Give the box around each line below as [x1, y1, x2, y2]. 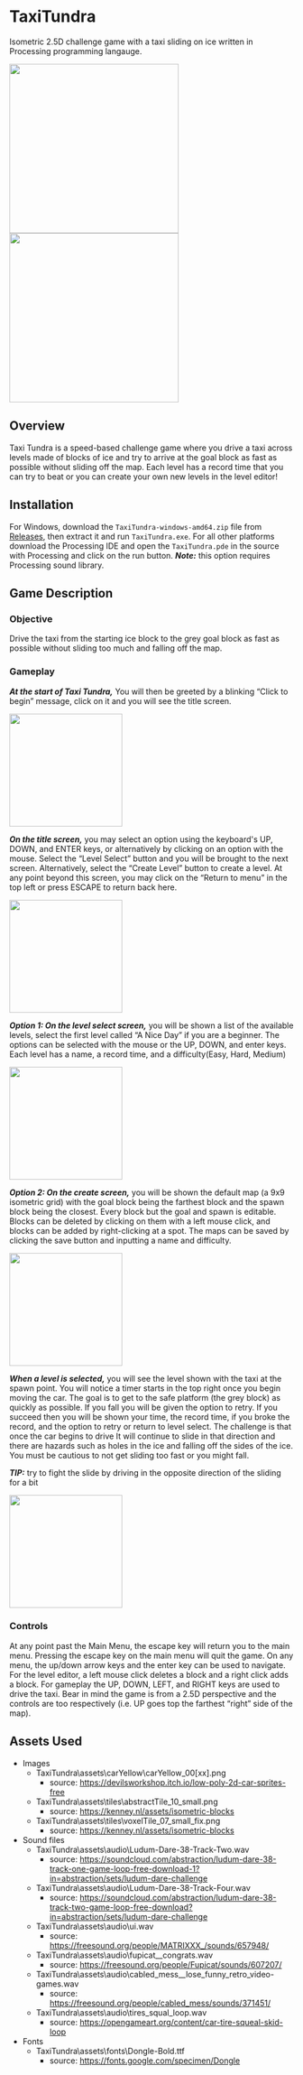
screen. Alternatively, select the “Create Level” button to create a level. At [9, 862, 282, 873]
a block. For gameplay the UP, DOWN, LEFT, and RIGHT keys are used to [9, 1679, 280, 1690]
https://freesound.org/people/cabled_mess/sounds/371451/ [49, 1997, 271, 2008]
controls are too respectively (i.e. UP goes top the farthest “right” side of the [9, 1698, 293, 1709]
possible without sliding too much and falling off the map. [9, 643, 223, 653]
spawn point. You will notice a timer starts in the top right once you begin [9, 1383, 281, 1394]
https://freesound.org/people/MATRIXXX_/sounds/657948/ [49, 1940, 270, 1950]
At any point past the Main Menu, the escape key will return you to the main [9, 1640, 290, 1651]
